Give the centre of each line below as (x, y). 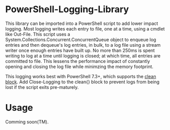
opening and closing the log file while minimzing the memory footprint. (79, 67)
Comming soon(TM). (27, 122)
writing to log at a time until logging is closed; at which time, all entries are (83, 56)
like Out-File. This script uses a (38, 34)
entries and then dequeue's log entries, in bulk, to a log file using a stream (83, 45)
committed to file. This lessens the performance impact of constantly (78, 61)
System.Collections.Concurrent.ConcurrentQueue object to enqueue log (81, 40)
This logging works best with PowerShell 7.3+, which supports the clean (81, 76)
